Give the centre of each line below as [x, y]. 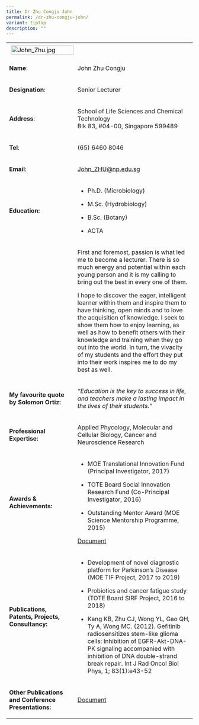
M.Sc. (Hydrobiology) [117, 204]
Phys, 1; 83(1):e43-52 [120, 671]
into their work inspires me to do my [127, 362]
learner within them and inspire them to [132, 303]
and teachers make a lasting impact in [131, 398]
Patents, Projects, [35, 617]
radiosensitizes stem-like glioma [133, 634]
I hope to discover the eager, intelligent [132, 296]
